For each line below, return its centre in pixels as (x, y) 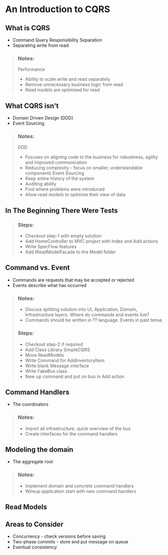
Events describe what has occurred (49, 285)
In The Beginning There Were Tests (62, 210)
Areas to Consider (34, 524)
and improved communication (56, 162)
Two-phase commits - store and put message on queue (70, 541)
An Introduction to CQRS (58, 9)
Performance (31, 70)
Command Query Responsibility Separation (57, 40)
